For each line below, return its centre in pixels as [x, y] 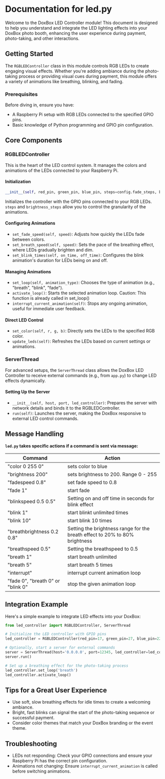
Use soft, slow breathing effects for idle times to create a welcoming [81, 702]
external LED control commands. [45, 418]
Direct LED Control [24, 320]
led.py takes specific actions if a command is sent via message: [72, 446]
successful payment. [33, 718]
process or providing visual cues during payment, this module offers [88, 76]
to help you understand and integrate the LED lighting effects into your [76, 28]
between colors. [28, 239]
